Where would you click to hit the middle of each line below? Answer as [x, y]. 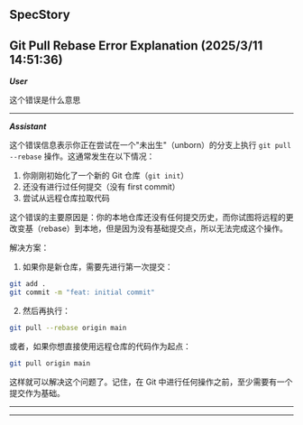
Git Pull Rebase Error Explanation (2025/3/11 [136, 46]
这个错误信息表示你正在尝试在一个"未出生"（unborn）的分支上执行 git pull [150, 145]
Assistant [28, 126]
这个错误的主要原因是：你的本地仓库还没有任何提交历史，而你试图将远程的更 [151, 217]
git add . [28, 284]
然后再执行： [46, 310]
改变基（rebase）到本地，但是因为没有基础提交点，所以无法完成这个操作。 [149, 228]
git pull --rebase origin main [68, 328]
